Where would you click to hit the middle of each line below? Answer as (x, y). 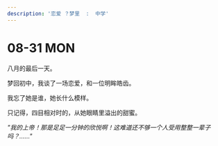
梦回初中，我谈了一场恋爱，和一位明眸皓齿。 (71, 83)
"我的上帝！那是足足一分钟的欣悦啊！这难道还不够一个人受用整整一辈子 (109, 127)
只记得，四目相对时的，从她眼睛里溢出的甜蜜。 (74, 113)
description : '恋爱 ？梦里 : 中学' (58, 14)
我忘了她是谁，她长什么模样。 (50, 97)
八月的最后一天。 (32, 68)
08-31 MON (41, 48)
